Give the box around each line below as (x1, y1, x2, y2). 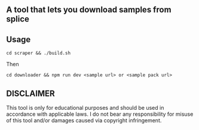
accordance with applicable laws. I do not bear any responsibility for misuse (6, 110, 194, 118)
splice (6, 14, 30, 24)
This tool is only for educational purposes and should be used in (6, 104, 164, 112)
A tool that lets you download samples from (6, 5, 172, 15)
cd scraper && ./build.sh (6, 50, 71, 56)
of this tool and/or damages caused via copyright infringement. (6, 117, 162, 124)
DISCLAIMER (6, 88, 55, 98)
